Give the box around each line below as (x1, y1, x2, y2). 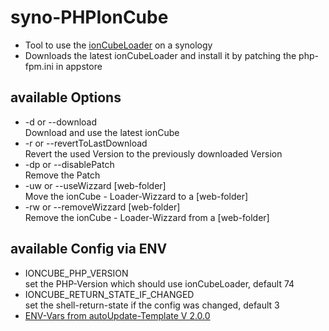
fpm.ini (24, 60, 54, 72)
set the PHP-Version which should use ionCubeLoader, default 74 (24, 277, 295, 290)
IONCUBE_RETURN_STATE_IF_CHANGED (24, 288, 195, 300)
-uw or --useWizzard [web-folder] (24, 179, 167, 191)
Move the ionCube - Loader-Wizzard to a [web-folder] (24, 190, 249, 202)
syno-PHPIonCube (10, 6, 169, 29)
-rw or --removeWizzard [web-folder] (24, 201, 181, 213)
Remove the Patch (24, 169, 101, 181)
